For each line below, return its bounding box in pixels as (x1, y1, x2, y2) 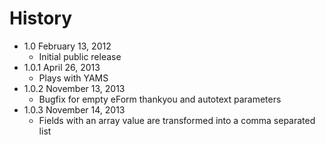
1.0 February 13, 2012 (23, 40, 112, 52)
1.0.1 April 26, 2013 (23, 61, 101, 73)
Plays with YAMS (38, 72, 109, 84)
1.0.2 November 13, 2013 (23, 82, 126, 94)
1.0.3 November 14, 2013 (23, 103, 126, 116)
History (9, 7, 73, 30)
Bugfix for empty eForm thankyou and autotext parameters (38, 93, 282, 105)
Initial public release (38, 50, 122, 62)
